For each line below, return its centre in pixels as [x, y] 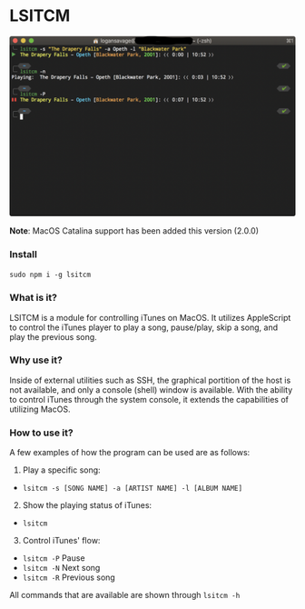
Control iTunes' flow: [61, 541]
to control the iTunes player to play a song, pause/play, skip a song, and [144, 327]
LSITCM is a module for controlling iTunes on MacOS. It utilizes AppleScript [150, 317]
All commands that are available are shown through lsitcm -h [125, 595]
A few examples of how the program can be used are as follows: [130, 453]
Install [24, 254]
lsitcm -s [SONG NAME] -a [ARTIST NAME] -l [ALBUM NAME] [133, 489]
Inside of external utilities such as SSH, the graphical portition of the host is [150, 380]
